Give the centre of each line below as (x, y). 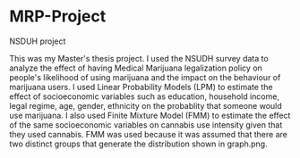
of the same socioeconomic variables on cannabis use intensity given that (146, 125)
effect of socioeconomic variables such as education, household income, (145, 96)
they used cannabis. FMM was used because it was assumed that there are (149, 134)
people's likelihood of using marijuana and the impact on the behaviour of (145, 77)
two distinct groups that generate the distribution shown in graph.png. (138, 144)
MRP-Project (58, 17)
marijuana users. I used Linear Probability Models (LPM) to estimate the (141, 87)
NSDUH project (38, 41)
